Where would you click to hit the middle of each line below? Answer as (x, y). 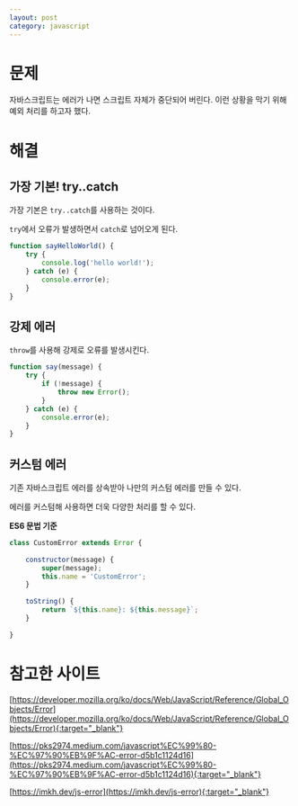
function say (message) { (56, 367)
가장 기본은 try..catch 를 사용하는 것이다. (82, 210)
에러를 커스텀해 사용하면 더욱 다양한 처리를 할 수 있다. (102, 507)
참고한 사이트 (55, 673)
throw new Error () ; (93, 392)
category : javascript (50, 26)
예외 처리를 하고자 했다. (50, 111)
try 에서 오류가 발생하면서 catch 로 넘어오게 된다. (93, 229)
